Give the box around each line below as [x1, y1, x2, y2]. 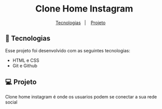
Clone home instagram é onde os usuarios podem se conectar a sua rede [5, 93, 157, 99]
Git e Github [12, 62, 38, 68]
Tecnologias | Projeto [55, 20, 106, 26]
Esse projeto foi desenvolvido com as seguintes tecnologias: [5, 47, 130, 53]
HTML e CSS [12, 57, 40, 63]
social [5, 99, 18, 105]
